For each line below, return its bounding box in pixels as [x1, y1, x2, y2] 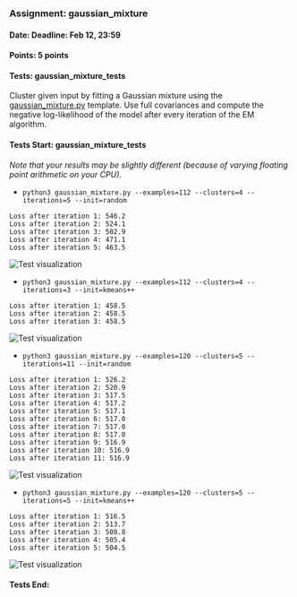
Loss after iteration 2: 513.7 [9, 519, 126, 529]
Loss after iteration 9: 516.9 [9, 437, 126, 446]
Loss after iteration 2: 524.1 [9, 219, 126, 229]
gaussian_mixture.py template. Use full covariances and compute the [9, 99, 264, 110]
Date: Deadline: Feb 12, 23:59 [9, 30, 121, 40]
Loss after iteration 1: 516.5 [9, 512, 126, 521]
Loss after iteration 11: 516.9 [9, 454, 130, 463]
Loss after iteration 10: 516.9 [9, 446, 130, 454]
